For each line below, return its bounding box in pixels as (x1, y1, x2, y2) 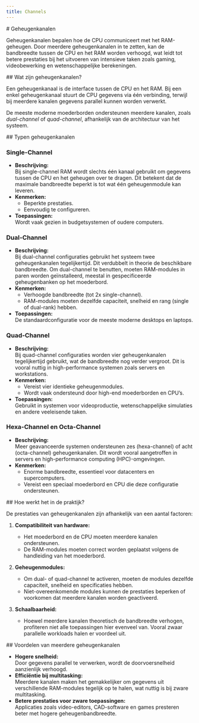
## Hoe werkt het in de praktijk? (6, 498, 85, 506)
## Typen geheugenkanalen (6, 133, 75, 140)
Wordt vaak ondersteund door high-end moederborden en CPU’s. (23, 389, 184, 396)
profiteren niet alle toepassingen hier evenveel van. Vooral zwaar (23, 623, 183, 631)
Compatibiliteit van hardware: (14, 521, 90, 528)
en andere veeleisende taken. (14, 408, 87, 415)
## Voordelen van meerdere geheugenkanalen (6, 641, 121, 649)
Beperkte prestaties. (23, 199, 74, 206)
